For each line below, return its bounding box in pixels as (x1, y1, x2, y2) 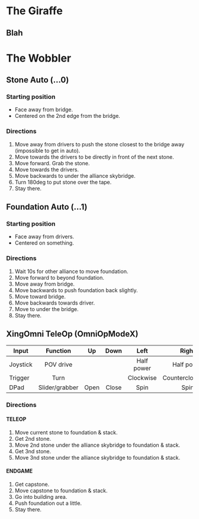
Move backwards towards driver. (14, 299, 95, 306)
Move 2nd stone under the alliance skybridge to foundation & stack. (14, 441, 181, 448)
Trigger (9, 373, 30, 382)
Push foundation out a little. (14, 499, 82, 507)
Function (45, 347, 72, 355)
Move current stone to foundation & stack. (14, 428, 118, 436)
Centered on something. (14, 239, 74, 246)
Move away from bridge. (14, 280, 75, 287)
